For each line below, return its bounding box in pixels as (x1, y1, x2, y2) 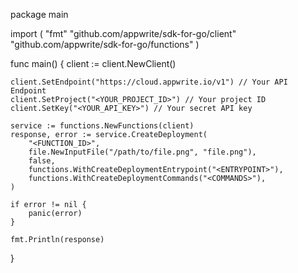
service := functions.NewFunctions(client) (10, 121, 195, 131)
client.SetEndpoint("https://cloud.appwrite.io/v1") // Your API (10, 77, 288, 87)
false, (28, 156, 56, 166)
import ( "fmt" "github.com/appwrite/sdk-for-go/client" (10, 28, 237, 39)
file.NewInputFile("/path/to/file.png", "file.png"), (28, 147, 257, 157)
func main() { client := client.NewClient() (10, 58, 177, 69)
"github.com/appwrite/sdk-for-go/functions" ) (10, 39, 200, 50)
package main (10, 9, 69, 20)
